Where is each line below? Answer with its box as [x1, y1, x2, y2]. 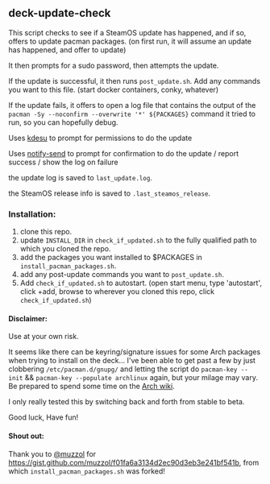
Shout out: [8, 431, 44, 441]
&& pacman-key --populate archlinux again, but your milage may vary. [24, 373, 258, 383]
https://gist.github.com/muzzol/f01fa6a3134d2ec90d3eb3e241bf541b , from [8, 457, 260, 467]
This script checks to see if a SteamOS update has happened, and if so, [8, 27, 247, 37]
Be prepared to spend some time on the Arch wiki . [8, 382, 175, 391]
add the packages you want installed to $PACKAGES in [19, 253, 203, 263]
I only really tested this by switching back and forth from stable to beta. [8, 397, 245, 407]
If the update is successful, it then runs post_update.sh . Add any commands [8, 76, 260, 85]
